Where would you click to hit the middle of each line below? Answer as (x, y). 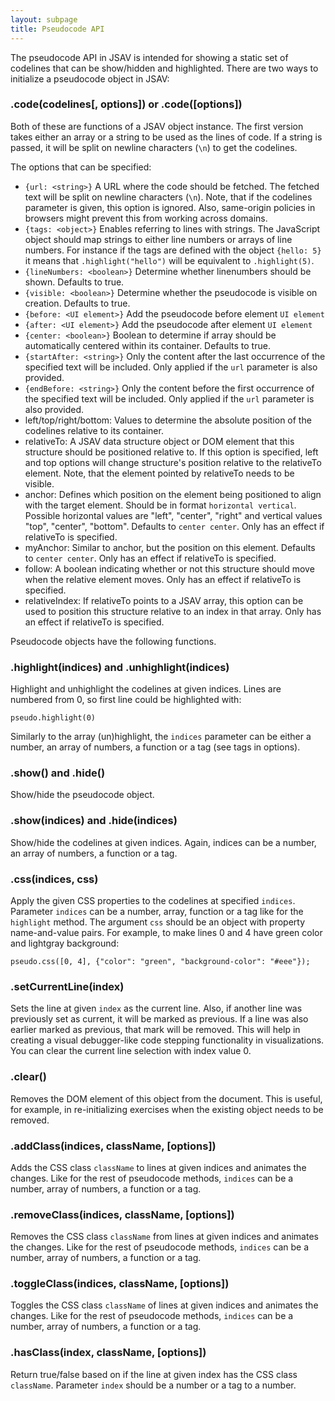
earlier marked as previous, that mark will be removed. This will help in (155, 1030)
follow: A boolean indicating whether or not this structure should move (169, 568)
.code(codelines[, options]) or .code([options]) (126, 104)
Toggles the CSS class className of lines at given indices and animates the (164, 1305)
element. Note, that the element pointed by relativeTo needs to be (159, 473)
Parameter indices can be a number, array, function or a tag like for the (157, 911)
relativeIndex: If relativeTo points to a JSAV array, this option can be (164, 600)
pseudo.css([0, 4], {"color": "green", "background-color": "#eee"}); (160, 961)
